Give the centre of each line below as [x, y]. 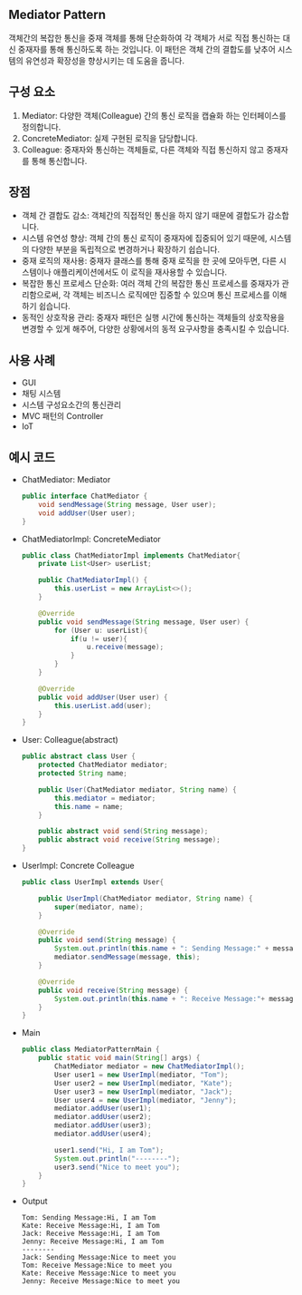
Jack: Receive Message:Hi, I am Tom [90, 1234]
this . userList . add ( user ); [103, 706]
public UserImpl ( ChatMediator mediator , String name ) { [146, 898]
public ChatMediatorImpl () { [93, 580]
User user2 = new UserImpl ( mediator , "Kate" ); [144, 1083]
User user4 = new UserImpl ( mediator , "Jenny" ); [146, 1100]
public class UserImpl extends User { [93, 882]
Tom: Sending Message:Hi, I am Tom [89, 1218]
